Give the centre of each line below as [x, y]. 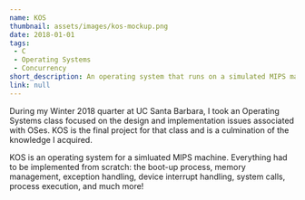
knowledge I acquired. [51, 139]
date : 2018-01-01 [42, 34]
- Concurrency [40, 69]
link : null [30, 85]
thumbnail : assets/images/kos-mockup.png [89, 26]
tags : [20, 43]
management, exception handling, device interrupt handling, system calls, [148, 176]
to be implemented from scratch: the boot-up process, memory [128, 167]
